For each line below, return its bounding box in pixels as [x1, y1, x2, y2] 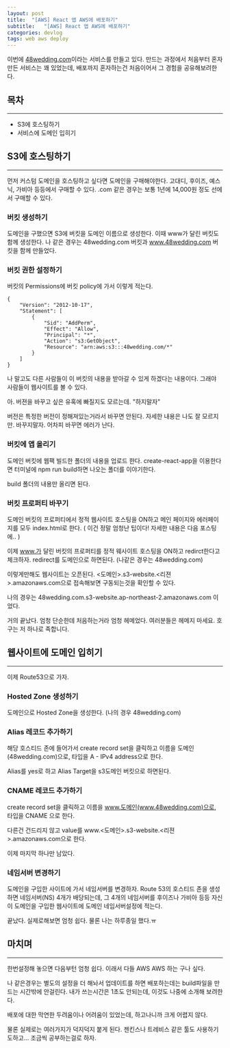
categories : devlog [7, 29, 63, 36]
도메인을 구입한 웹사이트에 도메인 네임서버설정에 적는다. [14, 901, 163, 910]
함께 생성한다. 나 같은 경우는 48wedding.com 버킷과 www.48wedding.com [7, 238, 212, 247]
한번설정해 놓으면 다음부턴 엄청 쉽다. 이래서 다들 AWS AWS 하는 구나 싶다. [7, 964, 205, 973]
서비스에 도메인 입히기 [16, 128, 77, 137]
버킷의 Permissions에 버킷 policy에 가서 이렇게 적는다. [7, 282, 153, 290]
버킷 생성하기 [7, 212, 48, 222]
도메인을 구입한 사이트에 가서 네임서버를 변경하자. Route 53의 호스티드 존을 [7, 884, 208, 893]
